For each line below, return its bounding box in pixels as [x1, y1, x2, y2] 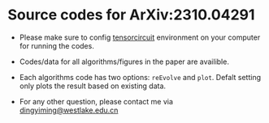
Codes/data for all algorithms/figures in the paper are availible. [19, 57, 229, 66]
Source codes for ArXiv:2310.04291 [7, 6, 255, 24]
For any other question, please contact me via [19, 96, 174, 106]
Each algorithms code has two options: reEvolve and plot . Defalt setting [19, 72, 262, 82]
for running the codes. [19, 40, 94, 50]
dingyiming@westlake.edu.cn [19, 105, 119, 115]
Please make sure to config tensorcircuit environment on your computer [19, 32, 261, 42]
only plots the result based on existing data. [19, 81, 167, 91]
